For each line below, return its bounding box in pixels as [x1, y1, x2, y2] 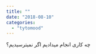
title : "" [6, 8, 31, 15]
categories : [6, 19, 36, 25]
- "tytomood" [11, 25, 44, 31]
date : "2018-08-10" [6, 14, 55, 20]
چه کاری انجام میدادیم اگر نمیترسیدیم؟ [6, 41, 91, 48]
